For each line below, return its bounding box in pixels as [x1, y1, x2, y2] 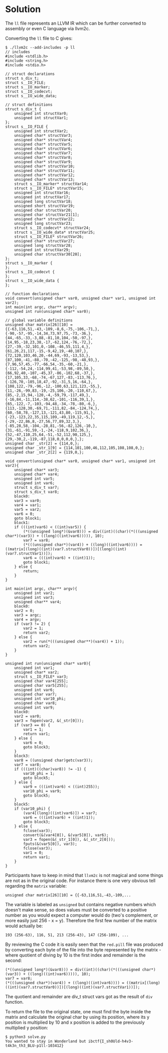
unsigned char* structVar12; [14, 172, 75, 178]
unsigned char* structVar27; [14, 238, 75, 243]
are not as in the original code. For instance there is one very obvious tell [5, 877, 155, 884]
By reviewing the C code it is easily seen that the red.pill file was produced [5, 941, 163, 947]
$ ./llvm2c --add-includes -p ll [5, 45, 75, 50]
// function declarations [5, 291, 59, 296]
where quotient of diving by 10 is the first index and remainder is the [5, 952, 146, 958]
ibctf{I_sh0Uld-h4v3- [88, 1038, 134, 1044]
